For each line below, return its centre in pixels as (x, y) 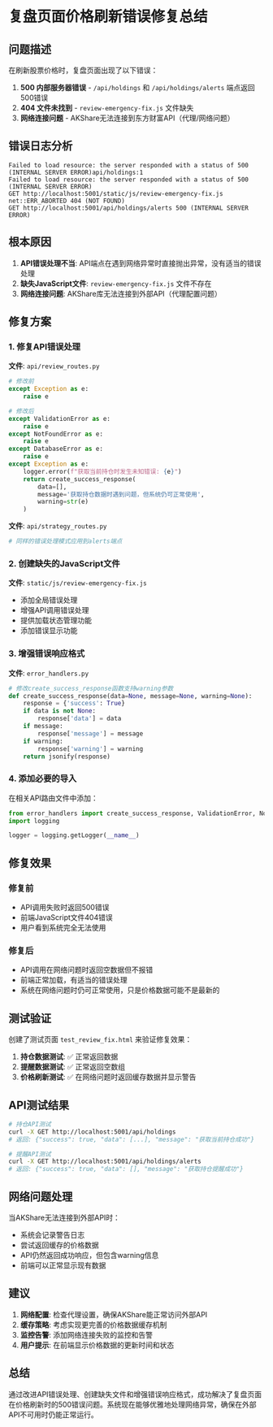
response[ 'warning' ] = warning (91, 748)
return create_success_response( (80, 479)
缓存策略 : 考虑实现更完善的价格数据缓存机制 (93, 1325)
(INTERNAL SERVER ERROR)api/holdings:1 (76, 172)
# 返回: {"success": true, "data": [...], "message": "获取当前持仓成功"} (132, 1139)
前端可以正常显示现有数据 (63, 1265)
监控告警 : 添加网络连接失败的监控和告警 (86, 1334)
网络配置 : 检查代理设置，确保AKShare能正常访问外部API (114, 1314)
